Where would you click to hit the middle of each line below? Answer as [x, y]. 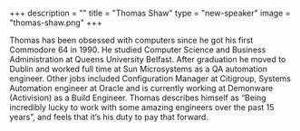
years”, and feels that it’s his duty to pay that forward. [109, 117]
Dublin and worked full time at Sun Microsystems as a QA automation [138, 69]
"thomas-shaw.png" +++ [56, 23]
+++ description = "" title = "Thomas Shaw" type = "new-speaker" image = [150, 13]
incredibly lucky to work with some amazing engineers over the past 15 [142, 107]
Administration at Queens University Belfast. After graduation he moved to [148, 59]
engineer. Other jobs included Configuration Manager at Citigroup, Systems [150, 79]
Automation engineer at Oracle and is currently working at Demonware [141, 88]
